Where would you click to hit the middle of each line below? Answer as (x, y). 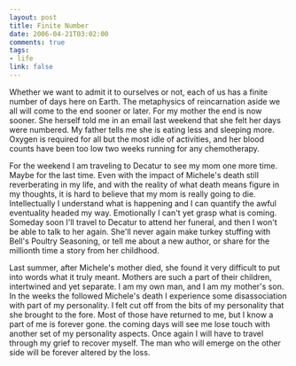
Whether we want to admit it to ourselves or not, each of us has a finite (139, 92)
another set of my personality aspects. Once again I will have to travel (136, 333)
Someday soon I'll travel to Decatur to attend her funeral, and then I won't (143, 222)
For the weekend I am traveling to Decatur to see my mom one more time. (143, 166)
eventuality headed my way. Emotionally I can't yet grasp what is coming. (143, 213)
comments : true (37, 42)
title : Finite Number (49, 26)
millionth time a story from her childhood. (84, 250)
